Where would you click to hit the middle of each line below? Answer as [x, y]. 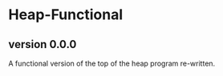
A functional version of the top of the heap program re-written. [112, 63]
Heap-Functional [65, 15]
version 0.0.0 [43, 44]
